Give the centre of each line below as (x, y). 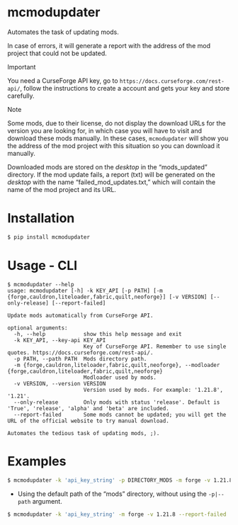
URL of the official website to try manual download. (89, 421)
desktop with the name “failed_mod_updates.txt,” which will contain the (112, 182)
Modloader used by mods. (120, 377)
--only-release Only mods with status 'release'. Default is (117, 402)
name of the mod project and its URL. (62, 189)
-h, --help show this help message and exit (98, 334)
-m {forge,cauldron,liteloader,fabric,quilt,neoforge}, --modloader (117, 365)
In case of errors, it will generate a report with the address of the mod (109, 45)
